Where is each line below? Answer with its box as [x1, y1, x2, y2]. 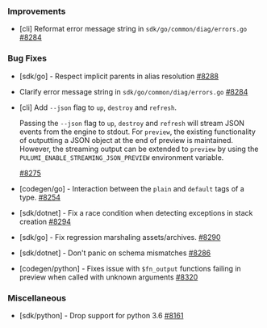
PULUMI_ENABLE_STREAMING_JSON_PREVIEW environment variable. [19, 152, 224, 162]
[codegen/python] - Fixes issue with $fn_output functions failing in [19, 263, 241, 273]
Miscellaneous [7, 292, 66, 304]
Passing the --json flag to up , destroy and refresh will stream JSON [19, 118, 245, 128]
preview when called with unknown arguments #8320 [19, 272, 198, 282]
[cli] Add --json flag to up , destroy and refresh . [19, 103, 177, 112]
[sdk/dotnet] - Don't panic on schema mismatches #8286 [19, 248, 211, 258]
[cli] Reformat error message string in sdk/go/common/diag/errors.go [19, 24, 248, 34]
